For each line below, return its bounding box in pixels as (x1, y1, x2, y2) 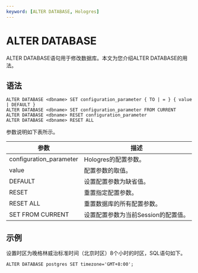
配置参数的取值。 (84, 167, 132, 175)
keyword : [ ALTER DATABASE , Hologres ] (6, 8, 100, 15)
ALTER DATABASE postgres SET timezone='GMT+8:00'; (6, 261, 134, 268)
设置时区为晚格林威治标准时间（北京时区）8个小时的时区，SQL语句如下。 (6, 249, 186, 257)
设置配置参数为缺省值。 (84, 178, 149, 186)
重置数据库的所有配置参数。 (84, 200, 161, 208)
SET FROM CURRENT (9, 210, 69, 219)
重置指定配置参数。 (84, 188, 138, 197)
